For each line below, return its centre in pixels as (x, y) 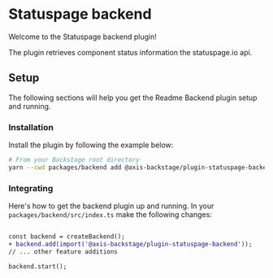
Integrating (31, 188)
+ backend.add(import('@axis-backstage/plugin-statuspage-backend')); (130, 244)
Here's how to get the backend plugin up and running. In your (111, 206)
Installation (31, 127)
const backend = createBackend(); (67, 237)
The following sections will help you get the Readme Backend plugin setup (133, 98)
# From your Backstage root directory (74, 160)
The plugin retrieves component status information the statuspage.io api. (130, 52)
